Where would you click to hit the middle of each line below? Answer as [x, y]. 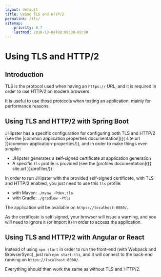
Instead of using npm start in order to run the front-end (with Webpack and [80, 249]
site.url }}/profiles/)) [32, 169]
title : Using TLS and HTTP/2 [35, 14]
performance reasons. [28, 106]
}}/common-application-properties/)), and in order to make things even [76, 143]
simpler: [13, 149]
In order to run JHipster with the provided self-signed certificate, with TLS [80, 178]
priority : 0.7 [28, 28]
